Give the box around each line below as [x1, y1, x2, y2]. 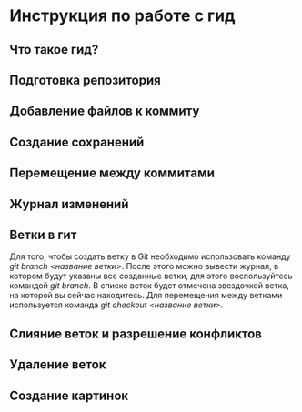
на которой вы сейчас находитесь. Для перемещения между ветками [9, 290, 283, 301]
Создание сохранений [9, 134, 145, 150]
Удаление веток [9, 357, 106, 373]
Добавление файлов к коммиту [9, 104, 200, 119]
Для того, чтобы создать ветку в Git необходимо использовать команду [9, 251, 291, 262]
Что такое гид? [9, 42, 99, 57]
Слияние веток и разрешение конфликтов [9, 326, 262, 341]
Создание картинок [9, 387, 129, 403]
